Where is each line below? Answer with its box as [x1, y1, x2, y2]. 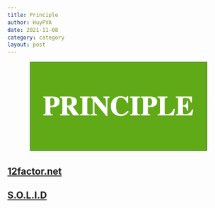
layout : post [7, 41, 46, 49]
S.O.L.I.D [7, 189, 47, 201]
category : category [7, 34, 65, 41]
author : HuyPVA [7, 18, 52, 26]
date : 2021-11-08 [7, 26, 59, 33]
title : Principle [7, 11, 59, 18]
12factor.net [7, 165, 62, 177]
